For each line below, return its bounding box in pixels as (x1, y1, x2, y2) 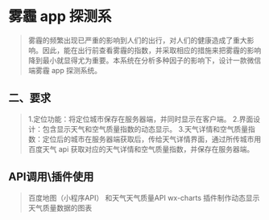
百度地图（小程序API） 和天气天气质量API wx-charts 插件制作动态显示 (27, 193, 260, 202)
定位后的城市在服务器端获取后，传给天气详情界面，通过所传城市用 (42, 134, 262, 144)
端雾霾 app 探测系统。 (27, 65, 102, 75)
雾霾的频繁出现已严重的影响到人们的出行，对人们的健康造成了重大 (27, 35, 247, 45)
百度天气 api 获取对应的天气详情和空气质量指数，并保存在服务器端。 (27, 144, 255, 153)
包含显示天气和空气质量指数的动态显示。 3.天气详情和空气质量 (42, 124, 249, 133)
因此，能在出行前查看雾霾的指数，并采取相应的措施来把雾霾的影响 (42, 45, 262, 55)
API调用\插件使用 (8, 170, 94, 184)
